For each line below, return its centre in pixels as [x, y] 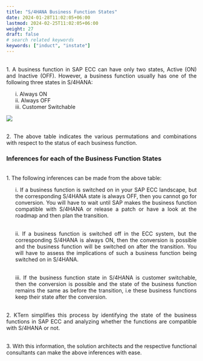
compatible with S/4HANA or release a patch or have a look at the [106, 209]
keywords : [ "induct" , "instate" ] [48, 46]
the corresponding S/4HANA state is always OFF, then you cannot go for [106, 196]
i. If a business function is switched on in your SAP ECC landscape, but [106, 190]
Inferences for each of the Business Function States [84, 158]
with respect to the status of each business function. [72, 142]
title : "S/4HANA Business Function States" [62, 12]
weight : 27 [20, 29]
